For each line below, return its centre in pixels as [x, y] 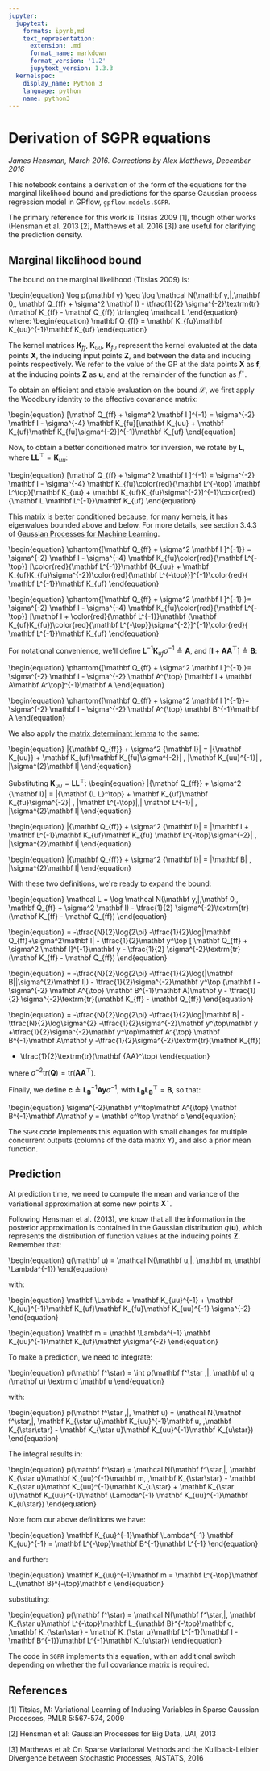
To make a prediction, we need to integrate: [81, 1357]
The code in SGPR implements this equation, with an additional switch [122, 1656]
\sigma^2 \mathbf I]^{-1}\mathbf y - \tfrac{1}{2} [87, 949]
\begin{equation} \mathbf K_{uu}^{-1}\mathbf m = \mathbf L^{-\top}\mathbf [133, 1575]
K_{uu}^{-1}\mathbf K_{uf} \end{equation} [78, 329]
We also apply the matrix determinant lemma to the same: [104, 733]
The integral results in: [46, 1454]
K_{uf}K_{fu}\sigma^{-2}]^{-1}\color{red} [188, 492]
